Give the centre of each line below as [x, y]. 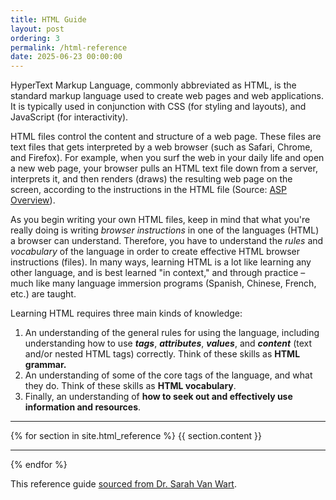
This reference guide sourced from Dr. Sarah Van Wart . [123, 484]
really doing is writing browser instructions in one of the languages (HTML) [165, 230]
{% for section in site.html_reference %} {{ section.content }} [136, 436]
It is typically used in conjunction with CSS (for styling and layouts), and [158, 107]
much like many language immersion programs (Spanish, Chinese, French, [163, 283]
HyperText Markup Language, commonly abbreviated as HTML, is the [153, 85]
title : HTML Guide [48, 19]
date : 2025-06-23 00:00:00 [66, 57]
